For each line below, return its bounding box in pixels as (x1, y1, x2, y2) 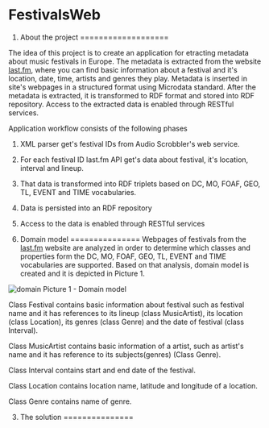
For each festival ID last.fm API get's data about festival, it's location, (19, 155, 249, 164)
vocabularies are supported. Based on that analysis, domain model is (19, 260, 250, 269)
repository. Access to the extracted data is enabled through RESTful (8, 99, 234, 109)
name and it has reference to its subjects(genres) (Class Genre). (8, 349, 221, 359)
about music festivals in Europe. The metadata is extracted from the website (8, 56, 262, 66)
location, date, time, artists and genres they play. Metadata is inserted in (8, 73, 248, 83)
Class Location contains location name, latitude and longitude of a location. (8, 380, 258, 390)
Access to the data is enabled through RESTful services (19, 218, 205, 228)
